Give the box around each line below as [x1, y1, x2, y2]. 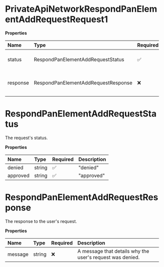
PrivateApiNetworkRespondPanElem [5, 3, 158, 15]
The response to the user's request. [5, 218, 77, 224]
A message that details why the [77, 247, 150, 254]
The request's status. [5, 135, 48, 141]
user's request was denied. [77, 254, 140, 261]
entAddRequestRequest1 [5, 14, 108, 25]
